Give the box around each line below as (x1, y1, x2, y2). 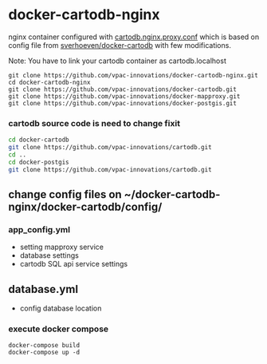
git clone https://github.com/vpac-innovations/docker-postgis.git (8, 99, 238, 107)
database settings (19, 251, 80, 260)
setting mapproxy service (19, 242, 104, 252)
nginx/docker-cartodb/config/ (8, 200, 163, 213)
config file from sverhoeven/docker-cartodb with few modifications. (8, 40, 231, 49)
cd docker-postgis (8, 158, 69, 166)
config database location (19, 303, 102, 313)
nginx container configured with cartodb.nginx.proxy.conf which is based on (8, 32, 260, 42)
